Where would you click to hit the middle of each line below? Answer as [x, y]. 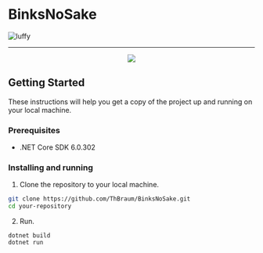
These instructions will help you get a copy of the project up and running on [130, 101]
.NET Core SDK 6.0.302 [57, 147]
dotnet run [26, 243]
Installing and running [51, 168]
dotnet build [29, 236]
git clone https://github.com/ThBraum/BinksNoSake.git [99, 199]
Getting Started [47, 83]
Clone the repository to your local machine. [89, 185]
